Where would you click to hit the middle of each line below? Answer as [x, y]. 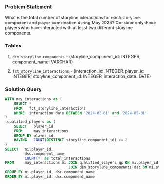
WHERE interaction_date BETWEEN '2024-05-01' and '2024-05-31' [81, 113]
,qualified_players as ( [30, 122]
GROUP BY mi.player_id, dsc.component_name [50, 172]
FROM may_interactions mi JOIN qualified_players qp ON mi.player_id [82, 163]
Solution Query [23, 89]
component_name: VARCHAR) [42, 62]
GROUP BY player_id [34, 136]
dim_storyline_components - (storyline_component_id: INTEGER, [76, 56]
